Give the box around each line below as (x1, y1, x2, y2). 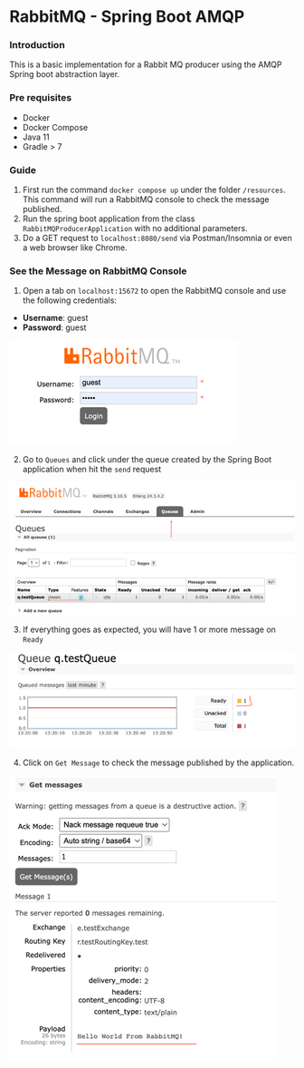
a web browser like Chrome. (22, 242, 128, 253)
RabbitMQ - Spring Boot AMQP (9, 6, 245, 27)
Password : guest (22, 322, 87, 333)
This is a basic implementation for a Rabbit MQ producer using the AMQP (9, 59, 282, 70)
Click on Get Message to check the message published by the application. (22, 757, 295, 768)
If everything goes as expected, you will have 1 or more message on (22, 624, 276, 635)
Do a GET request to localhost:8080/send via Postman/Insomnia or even (22, 233, 292, 244)
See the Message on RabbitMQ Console (9, 265, 187, 277)
